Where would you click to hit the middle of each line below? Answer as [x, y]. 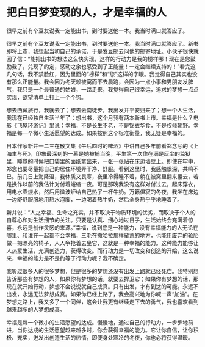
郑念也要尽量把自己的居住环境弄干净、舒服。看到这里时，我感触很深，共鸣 [100, 169]
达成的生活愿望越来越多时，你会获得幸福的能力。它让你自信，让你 [110, 330]
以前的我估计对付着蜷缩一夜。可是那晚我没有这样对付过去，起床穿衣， [110, 184]
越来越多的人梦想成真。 [36, 309]
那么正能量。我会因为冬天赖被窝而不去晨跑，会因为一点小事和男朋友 [97, 82]
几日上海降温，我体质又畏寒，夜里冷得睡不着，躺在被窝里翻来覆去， [108, 176]
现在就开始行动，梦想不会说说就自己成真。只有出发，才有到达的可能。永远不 [103, 286]
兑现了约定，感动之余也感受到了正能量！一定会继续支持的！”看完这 [112, 66]
